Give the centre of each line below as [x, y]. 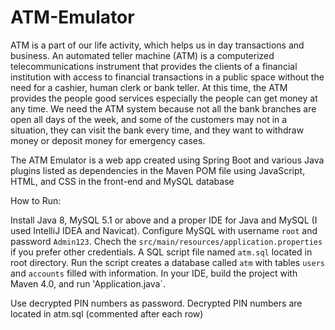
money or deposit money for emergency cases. [108, 140]
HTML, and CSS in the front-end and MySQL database [122, 181]
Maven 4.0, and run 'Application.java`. [88, 283]
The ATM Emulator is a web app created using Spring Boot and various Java [167, 160]
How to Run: [36, 200]
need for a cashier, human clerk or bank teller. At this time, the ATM [149, 87]
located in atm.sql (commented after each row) [107, 313]
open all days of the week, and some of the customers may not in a [149, 119]
